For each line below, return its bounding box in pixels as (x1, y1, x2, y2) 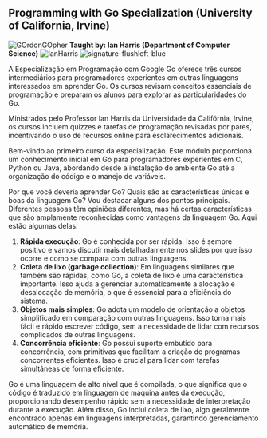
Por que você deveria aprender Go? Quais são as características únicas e (8, 187, 249, 197)
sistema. (19, 296, 48, 305)
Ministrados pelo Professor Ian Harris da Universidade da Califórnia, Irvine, (8, 113, 254, 123)
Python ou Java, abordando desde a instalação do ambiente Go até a (8, 163, 235, 173)
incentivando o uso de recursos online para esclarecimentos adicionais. (8, 130, 245, 140)
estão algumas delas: (8, 221, 78, 230)
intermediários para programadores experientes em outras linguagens (8, 72, 239, 82)
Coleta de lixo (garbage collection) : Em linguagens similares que (19, 261, 235, 271)
